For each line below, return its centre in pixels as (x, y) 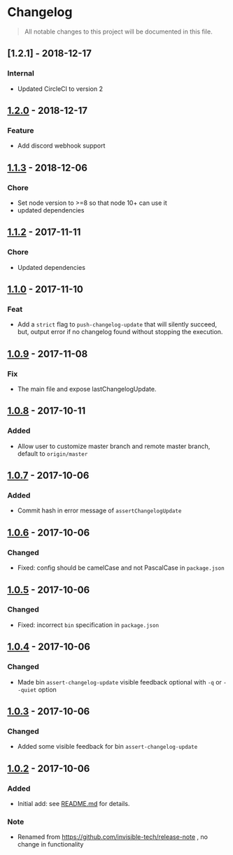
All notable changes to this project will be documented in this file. (118, 31)
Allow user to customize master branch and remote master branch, (114, 446)
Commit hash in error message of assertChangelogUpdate (99, 510)
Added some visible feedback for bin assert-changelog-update (107, 747)
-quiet (27, 690)
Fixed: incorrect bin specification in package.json (88, 625)
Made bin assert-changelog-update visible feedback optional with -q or (120, 682)
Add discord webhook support (61, 146)
